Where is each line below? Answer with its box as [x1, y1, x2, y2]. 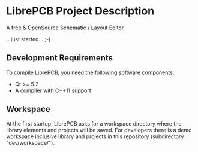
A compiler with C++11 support [14, 87, 91, 94]
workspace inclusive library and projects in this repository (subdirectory [6, 133, 184, 140]
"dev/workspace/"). [6, 139, 55, 146]
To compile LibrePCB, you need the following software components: [6, 69, 175, 76]
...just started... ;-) [6, 35, 51, 42]
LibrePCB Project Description [6, 4, 155, 18]
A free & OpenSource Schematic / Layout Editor [6, 24, 124, 31]
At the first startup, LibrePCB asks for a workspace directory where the [6, 120, 182, 127]
